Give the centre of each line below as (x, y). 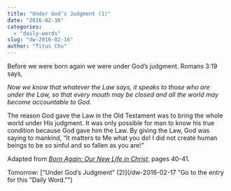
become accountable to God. (50, 102)
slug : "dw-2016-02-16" (40, 40)
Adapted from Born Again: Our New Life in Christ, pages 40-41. (99, 159)
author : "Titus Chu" (37, 46)
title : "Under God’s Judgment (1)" (59, 14)
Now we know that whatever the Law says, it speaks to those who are (108, 87)
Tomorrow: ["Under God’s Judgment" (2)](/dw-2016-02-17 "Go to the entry (115, 172)
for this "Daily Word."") (40, 180)
